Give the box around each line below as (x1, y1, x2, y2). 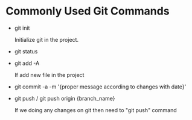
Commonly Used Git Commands (5, 4, 170, 18)
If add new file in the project (14, 71, 85, 78)
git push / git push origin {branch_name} (14, 95, 115, 102)
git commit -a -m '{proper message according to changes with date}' (14, 83, 187, 90)
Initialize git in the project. (14, 36, 79, 43)
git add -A (14, 59, 40, 67)
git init (14, 24, 30, 32)
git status (14, 47, 38, 55)
